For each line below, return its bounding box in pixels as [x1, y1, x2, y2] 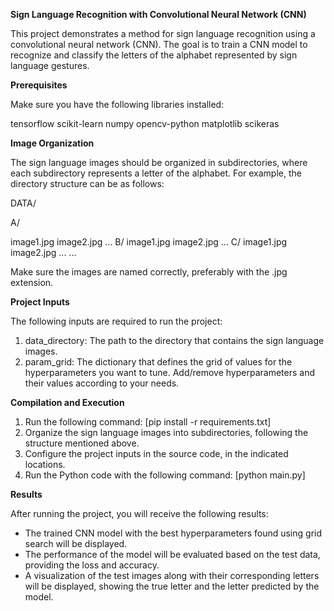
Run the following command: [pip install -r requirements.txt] [24, 416, 272, 428]
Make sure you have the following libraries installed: [10, 99, 225, 110]
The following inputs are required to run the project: [10, 315, 223, 327]
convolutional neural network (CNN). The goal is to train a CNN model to [10, 39, 308, 50]
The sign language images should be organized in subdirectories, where [10, 157, 308, 168]
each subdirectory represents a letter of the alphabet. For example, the [10, 167, 302, 179]
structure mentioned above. [24, 437, 140, 449]
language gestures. [10, 60, 90, 71]
